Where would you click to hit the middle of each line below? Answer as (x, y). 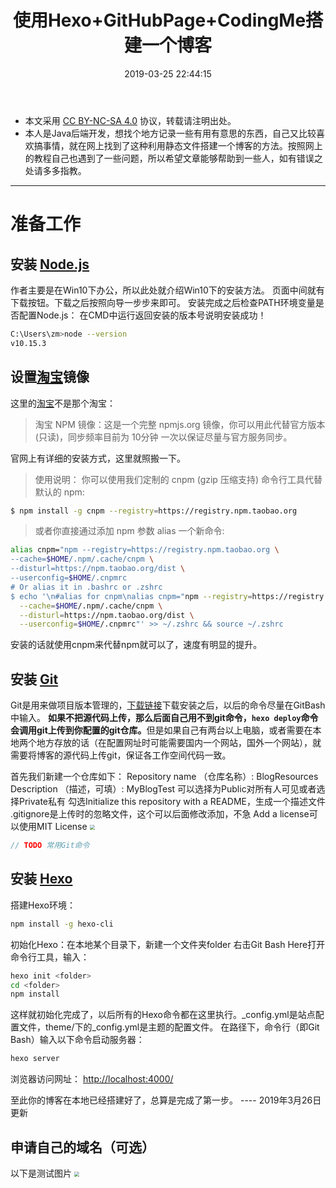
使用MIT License (53, 827)
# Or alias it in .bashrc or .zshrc (86, 587)
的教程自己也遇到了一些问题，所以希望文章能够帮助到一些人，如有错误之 (173, 158)
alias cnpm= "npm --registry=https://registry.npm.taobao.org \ (145, 550)
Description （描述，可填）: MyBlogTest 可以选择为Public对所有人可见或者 (163, 789)
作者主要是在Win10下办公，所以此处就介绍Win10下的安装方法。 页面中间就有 (167, 290)
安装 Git (34, 679)
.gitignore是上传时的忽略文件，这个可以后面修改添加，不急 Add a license (160, 814)
